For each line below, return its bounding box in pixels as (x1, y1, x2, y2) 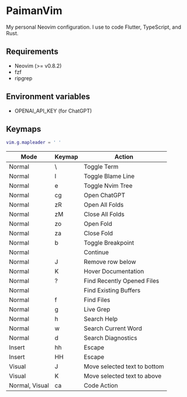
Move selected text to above (84, 372, 162, 380)
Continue (84, 248, 109, 256)
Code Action (84, 382, 118, 390)
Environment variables (6, 92, 91, 102)
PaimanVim (6, 4, 63, 18)
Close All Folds (84, 210, 124, 218)
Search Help (84, 315, 118, 323)
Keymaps (6, 124, 41, 134)
